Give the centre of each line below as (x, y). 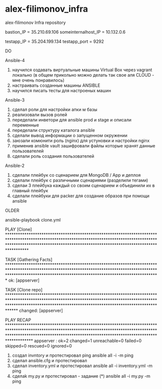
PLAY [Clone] (19, 229)
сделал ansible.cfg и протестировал (50, 360)
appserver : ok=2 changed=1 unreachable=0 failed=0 (88, 341)
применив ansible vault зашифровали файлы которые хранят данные (83, 145)
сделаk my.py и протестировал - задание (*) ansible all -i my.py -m (81, 376)
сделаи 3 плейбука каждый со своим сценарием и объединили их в (83, 185)
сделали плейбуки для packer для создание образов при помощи (81, 196)
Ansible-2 (15, 165)
